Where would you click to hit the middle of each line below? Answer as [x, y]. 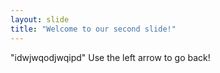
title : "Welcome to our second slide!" [93, 29]
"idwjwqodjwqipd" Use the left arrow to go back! [110, 57]
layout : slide [40, 19]
